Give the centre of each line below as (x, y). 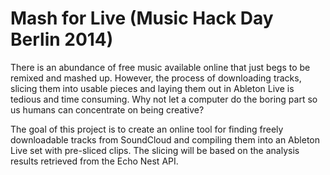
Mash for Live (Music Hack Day (142, 18)
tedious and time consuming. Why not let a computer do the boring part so (164, 99)
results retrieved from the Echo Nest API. (94, 161)
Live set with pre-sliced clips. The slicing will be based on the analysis (155, 150)
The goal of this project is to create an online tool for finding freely (147, 129)
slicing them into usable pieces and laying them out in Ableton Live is (152, 88)
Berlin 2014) (62, 39)
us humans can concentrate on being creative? (107, 109)
